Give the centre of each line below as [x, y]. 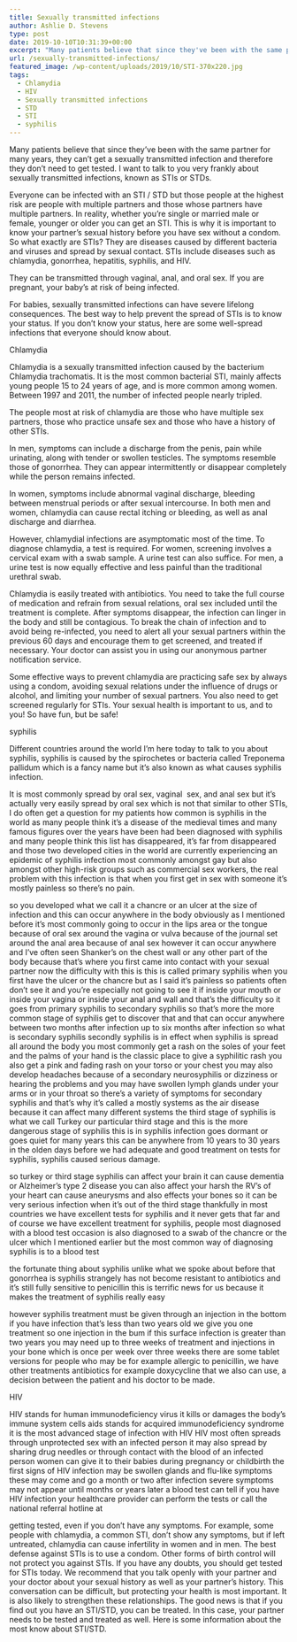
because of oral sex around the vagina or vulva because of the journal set [144, 933]
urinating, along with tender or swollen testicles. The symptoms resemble [143, 458]
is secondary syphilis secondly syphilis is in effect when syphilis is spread [144, 1037]
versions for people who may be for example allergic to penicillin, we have [144, 1361]
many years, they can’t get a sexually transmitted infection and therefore [141, 159]
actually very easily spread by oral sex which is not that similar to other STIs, [148, 803]
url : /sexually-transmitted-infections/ [85, 58]
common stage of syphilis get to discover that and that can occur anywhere [147, 1018]
